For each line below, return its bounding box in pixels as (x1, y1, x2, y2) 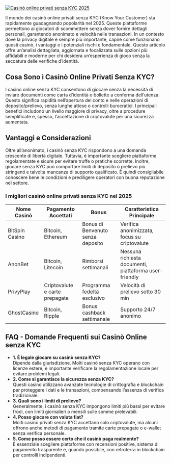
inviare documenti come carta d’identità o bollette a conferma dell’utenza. (5, 92, 160, 98)
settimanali (82, 264, 108, 271)
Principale (129, 212, 154, 219)
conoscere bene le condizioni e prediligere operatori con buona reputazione (5, 174, 165, 181)
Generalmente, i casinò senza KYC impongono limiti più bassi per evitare (12, 403, 165, 409)
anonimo (120, 312, 141, 319)
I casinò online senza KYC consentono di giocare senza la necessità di (5, 86, 153, 92)
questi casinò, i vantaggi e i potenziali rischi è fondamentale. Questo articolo (5, 42, 165, 48)
